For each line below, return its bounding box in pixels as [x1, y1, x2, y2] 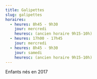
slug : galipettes [5, 12, 42, 17]
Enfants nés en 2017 [5, 69, 48, 75]
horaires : [5, 17, 27, 22]
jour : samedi [14, 50, 42, 55]
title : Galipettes [5, 7, 44, 13]
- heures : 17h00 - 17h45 [10, 36, 63, 41]
